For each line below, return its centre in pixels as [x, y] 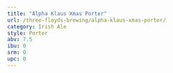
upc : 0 [17, 59]
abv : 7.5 [20, 40]
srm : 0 [17, 53]
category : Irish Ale [37, 26]
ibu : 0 [17, 46]
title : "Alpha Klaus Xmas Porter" [57, 14]
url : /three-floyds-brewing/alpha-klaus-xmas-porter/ [87, 20]
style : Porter [28, 33]
